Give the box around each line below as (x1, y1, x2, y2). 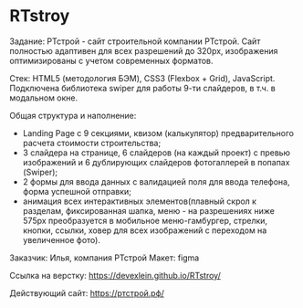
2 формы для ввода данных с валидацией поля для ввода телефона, (22, 175, 290, 187)
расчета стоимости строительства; (22, 137, 162, 148)
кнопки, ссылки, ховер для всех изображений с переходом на (22, 225, 267, 236)
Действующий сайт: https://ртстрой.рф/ (9, 287, 164, 298)
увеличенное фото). (22, 234, 100, 245)
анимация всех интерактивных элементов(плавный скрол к (22, 196, 257, 207)
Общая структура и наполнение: (9, 110, 137, 121)
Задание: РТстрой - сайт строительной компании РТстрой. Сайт (9, 36, 261, 47)
